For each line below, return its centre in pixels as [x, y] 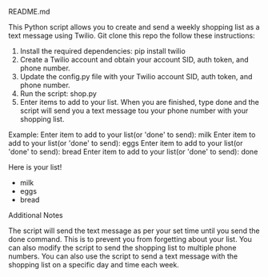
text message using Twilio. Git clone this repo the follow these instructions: [132, 36]
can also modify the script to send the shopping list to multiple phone [122, 248]
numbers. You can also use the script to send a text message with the [123, 256]
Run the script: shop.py [58, 94]
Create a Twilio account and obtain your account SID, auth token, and [134, 60]
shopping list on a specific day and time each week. [94, 265]
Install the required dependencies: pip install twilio [102, 51]
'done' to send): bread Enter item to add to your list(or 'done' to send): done [133, 152]
